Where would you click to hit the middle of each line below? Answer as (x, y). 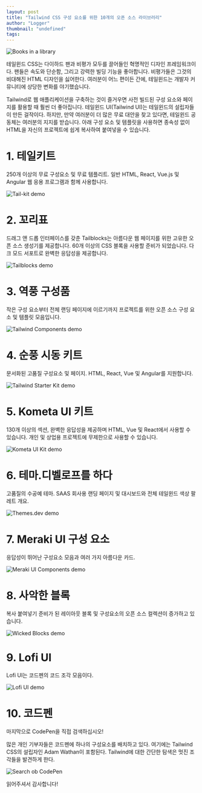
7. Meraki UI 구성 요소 (58, 539)
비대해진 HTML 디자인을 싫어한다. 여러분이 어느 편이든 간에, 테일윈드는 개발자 (98, 79)
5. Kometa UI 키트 (50, 412)
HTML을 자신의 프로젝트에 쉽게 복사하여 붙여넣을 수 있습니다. (78, 130)
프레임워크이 (181, 64)
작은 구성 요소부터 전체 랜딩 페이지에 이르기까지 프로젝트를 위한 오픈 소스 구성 (97, 309)
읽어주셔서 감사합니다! (32, 784)
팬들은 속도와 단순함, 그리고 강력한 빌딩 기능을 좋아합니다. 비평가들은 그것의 (103, 72)
